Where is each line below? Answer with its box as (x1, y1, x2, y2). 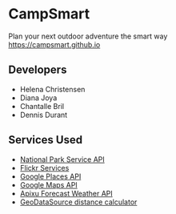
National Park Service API (19, 154, 106, 164)
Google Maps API (19, 180, 78, 189)
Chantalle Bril (19, 101, 65, 111)
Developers (8, 63, 67, 77)
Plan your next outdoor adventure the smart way (8, 31, 168, 41)
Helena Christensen (19, 84, 86, 94)
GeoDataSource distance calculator (19, 197, 138, 207)
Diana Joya (19, 93, 58, 103)
